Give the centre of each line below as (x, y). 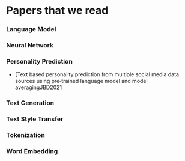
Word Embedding (32, 151)
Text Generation (30, 103)
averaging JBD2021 (38, 87)
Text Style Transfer (35, 119)
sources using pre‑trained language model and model (81, 81)
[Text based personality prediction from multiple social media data (97, 74)
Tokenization (26, 135)
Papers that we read (57, 11)
